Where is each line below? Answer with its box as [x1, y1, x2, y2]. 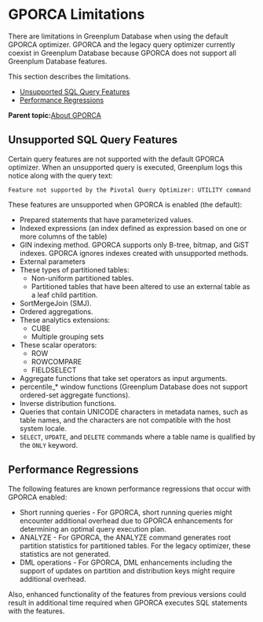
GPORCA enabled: [8, 492, 68, 502]
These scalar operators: [19, 340, 97, 349]
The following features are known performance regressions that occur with [8, 484, 251, 493]
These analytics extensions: [19, 315, 111, 324]
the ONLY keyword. [19, 440, 79, 449]
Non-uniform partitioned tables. [31, 273, 134, 283]
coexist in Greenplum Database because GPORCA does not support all [8, 48, 237, 57]
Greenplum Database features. [8, 57, 108, 66]
